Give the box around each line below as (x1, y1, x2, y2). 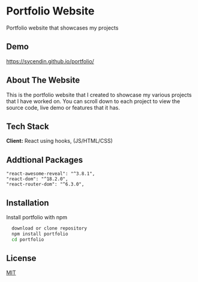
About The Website (6, 75, 80, 86)
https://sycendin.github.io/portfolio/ (6, 57, 94, 64)
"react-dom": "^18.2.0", (6, 176, 68, 182)
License (6, 253, 37, 263)
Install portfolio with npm (6, 214, 68, 221)
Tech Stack (6, 121, 49, 131)
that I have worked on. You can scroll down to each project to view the (6, 98, 181, 105)
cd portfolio (11, 236, 44, 242)
